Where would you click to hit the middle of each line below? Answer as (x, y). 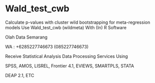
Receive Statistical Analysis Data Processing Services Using (67, 56)
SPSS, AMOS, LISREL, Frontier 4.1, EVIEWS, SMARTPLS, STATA (70, 66)
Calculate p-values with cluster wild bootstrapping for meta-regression (78, 22)
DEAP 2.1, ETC (20, 75)
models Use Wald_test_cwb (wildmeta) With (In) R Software (66, 27)
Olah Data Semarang (26, 37)
